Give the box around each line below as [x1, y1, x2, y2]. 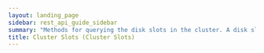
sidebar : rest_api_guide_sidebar [8, 19, 118, 26]
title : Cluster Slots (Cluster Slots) [8, 33, 135, 41]
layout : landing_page [8, 11, 79, 19]
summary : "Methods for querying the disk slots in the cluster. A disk [8, 26, 247, 34]
